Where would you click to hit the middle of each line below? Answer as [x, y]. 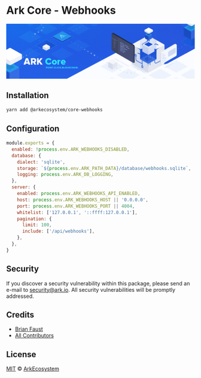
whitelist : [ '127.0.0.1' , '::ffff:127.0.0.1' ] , [77, 212]
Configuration [33, 128]
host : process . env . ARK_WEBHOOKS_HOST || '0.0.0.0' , [83, 200]
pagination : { [34, 219]
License [21, 354]
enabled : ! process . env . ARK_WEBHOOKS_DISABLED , [71, 149]
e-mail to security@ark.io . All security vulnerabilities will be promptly [91, 289]
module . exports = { [31, 143]
